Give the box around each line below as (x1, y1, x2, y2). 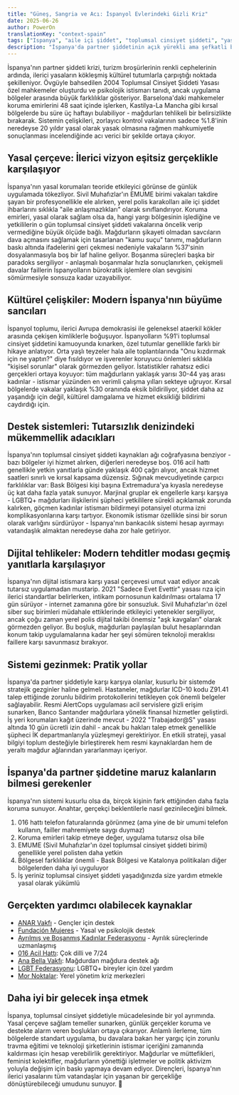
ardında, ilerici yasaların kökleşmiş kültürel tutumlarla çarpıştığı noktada (7, 71, 217, 79)
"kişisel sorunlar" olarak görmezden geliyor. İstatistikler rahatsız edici (7, 362, 210, 370)
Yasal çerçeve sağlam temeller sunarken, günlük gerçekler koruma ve (7, 1019, 211, 1027)
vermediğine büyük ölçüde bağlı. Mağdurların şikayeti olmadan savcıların (7, 228, 221, 236)
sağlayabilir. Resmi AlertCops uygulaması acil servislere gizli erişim (7, 700, 203, 709)
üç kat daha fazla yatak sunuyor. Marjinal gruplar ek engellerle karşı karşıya (7, 488, 228, 497)
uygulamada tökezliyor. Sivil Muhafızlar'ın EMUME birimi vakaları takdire (7, 190, 218, 198)
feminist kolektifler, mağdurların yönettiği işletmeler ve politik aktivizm (7, 1056, 212, 1065)
